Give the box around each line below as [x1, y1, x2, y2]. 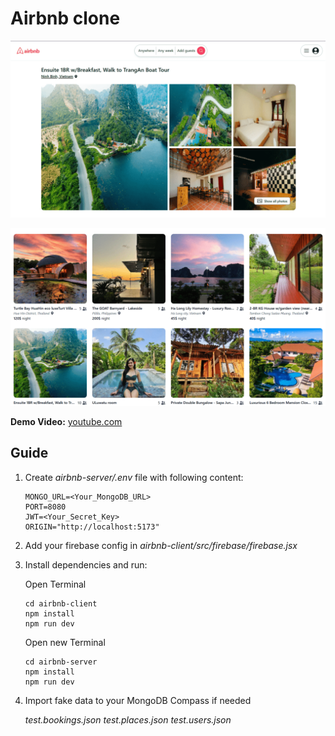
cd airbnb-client [24, 598, 98, 609]
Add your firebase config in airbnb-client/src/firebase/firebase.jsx [24, 539, 298, 551]
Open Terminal [24, 578, 87, 590]
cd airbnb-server [24, 657, 98, 667]
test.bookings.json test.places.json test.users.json [24, 713, 232, 726]
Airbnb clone [10, 7, 121, 30]
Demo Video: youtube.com [10, 415, 123, 427]
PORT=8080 [24, 502, 67, 512]
